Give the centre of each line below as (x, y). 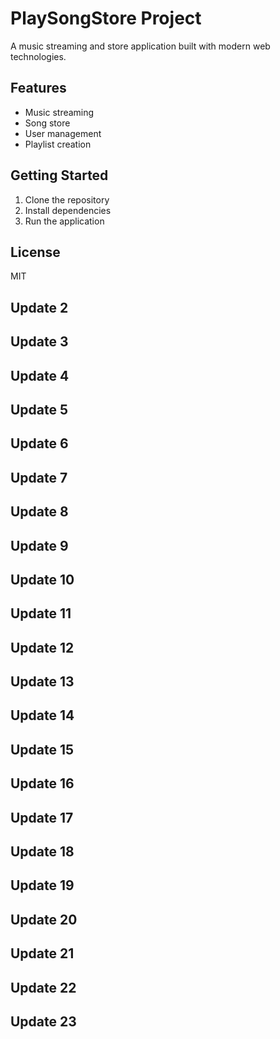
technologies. (38, 56)
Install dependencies (68, 210)
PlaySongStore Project (106, 18)
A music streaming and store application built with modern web (140, 46)
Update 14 (42, 715)
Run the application (64, 221)
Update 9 (39, 545)
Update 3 (39, 342)
